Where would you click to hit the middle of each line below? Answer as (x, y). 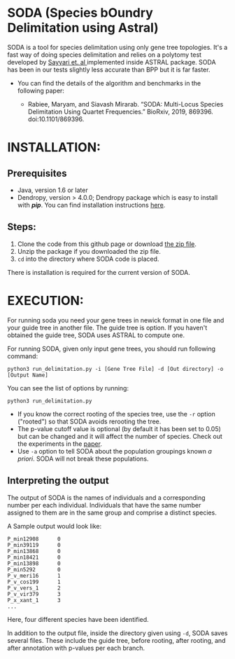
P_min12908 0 (34, 539)
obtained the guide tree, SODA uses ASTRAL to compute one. (96, 335)
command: (23, 356)
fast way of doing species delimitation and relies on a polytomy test (104, 55)
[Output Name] (28, 375)
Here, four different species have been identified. (78, 619)
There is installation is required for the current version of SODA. (99, 272)
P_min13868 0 (34, 551)
